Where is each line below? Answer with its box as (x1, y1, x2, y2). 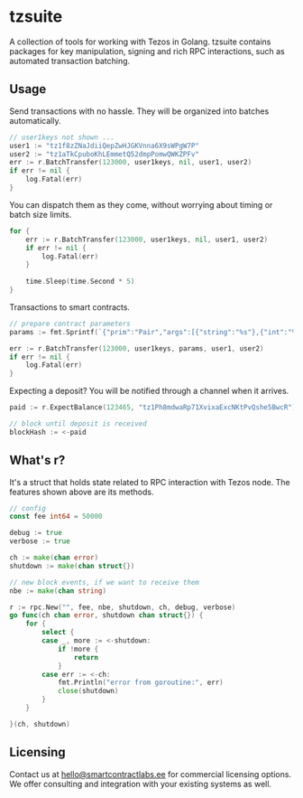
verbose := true (9, 537, 70, 546)
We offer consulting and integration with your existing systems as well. (9, 778, 272, 789)
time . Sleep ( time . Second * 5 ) (25, 277, 135, 286)
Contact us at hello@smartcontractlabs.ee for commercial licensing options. (9, 768, 291, 779)
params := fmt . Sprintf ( (9, 327, 99, 336)
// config (9, 503, 47, 512)
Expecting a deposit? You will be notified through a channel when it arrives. (9, 386, 289, 397)
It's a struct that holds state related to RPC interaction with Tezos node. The (9, 476, 290, 487)
